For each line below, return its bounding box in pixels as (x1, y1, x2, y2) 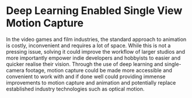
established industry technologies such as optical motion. (6, 85, 145, 92)
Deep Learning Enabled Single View (6, 4, 183, 17)
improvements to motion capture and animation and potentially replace (6, 79, 176, 86)
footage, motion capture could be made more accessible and (25, 66, 172, 73)
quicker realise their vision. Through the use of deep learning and (6, 60, 163, 68)
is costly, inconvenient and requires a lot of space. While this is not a (6, 42, 171, 49)
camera (6, 66, 25, 73)
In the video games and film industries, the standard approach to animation (6, 36, 187, 43)
